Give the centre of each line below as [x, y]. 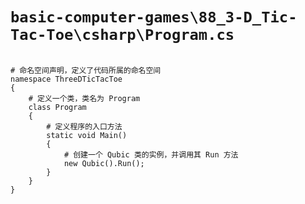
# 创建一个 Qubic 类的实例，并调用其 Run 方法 [151, 154]
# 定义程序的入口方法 [84, 126]
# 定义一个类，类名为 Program [84, 98]
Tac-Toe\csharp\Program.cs [122, 35]
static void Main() [87, 135]
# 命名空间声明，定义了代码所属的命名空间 [86, 70]
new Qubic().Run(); [104, 163]
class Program [57, 107]
